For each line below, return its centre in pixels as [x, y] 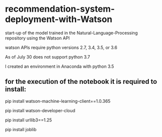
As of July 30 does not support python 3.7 [48, 57]
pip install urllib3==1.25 [29, 120]
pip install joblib [21, 129]
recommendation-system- [60, 9]
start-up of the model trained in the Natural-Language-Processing [71, 33]
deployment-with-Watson [59, 19]
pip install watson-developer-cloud [40, 110]
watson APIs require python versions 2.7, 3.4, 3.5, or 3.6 [61, 47]
